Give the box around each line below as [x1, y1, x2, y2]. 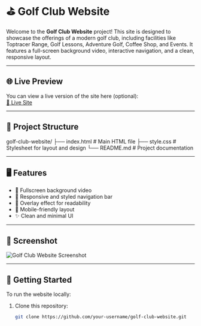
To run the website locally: [6, 291, 71, 298]
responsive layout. [6, 53, 52, 61]
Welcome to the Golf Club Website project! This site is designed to [6, 28, 171, 35]
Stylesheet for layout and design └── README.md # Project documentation [6, 144, 194, 151]
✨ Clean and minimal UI [14, 213, 74, 220]
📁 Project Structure [6, 122, 79, 132]
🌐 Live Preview [6, 76, 63, 86]
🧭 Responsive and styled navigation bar [14, 193, 112, 201]
